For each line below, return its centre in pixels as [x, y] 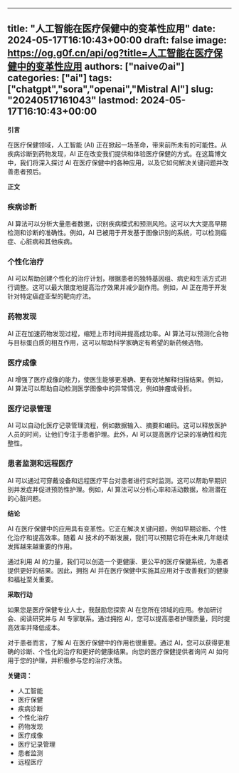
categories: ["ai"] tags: [60, 78]
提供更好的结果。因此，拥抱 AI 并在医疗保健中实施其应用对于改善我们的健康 [118, 570]
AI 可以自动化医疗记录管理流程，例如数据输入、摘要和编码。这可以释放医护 [117, 425]
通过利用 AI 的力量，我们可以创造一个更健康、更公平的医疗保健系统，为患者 [118, 561]
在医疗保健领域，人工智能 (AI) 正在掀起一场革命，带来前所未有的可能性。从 [117, 145]
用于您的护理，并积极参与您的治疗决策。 [67, 660]
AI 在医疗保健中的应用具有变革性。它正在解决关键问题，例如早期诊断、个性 [117, 529]
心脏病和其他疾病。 [48, 242]
